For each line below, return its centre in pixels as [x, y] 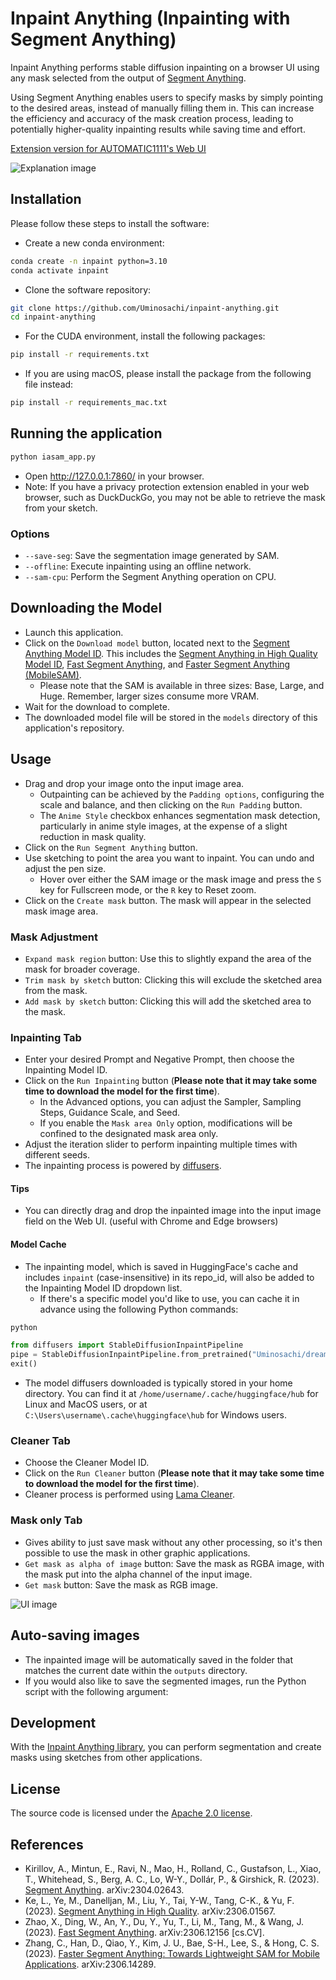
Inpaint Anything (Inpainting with [150, 18]
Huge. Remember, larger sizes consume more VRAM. [149, 696]
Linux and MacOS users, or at [86, 1404]
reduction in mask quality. [93, 836]
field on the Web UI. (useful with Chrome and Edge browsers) [151, 1221]
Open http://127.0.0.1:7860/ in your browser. [114, 476]
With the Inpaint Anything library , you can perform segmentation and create [166, 1747]
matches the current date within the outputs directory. [136, 1670]
